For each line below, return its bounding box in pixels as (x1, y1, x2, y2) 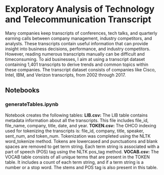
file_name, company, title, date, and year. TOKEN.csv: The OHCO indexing (5, 122, 156, 128)
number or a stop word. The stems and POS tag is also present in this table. (5, 164, 158, 170)
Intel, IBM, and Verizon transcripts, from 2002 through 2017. (5, 72, 126, 78)
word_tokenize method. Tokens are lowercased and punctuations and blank (5, 138, 158, 144)
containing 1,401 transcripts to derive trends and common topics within (5, 61, 149, 67)
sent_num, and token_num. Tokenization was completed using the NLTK (5, 133, 151, 139)
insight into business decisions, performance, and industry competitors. (5, 46, 151, 52)
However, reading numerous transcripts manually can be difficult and (5, 51, 145, 57)
